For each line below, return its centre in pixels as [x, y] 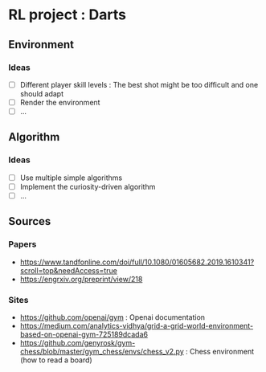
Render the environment [60, 102]
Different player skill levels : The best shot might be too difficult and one [139, 84]
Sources [30, 221]
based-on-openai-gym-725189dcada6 [84, 334]
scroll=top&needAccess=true [69, 270]
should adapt [42, 93]
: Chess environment [220, 351]
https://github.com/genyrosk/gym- [78, 342]
